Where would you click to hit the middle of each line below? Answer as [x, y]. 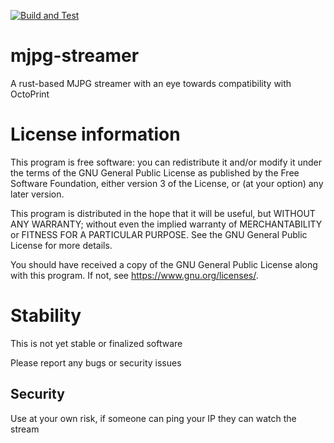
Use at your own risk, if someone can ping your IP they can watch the [153, 418]
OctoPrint [30, 94]
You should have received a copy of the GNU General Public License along [164, 264]
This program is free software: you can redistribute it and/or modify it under [166, 162]
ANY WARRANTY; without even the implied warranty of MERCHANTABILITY [166, 224]
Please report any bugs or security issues [96, 362]
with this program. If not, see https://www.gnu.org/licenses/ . [134, 275]
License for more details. [61, 245]
